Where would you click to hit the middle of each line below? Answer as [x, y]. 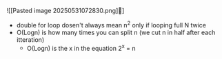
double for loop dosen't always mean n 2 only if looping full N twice [111, 24]
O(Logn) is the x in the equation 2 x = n [81, 47]
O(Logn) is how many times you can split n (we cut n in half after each [116, 32]
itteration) [30, 39]
